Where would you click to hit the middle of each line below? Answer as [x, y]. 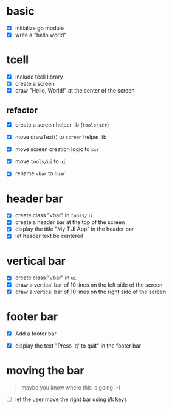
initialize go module [40, 28]
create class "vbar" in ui [46, 278]
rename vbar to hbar [40, 173]
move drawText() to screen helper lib [61, 137]
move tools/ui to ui [40, 161]
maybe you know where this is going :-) [71, 387]
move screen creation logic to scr [57, 149]
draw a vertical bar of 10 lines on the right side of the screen [91, 292]
